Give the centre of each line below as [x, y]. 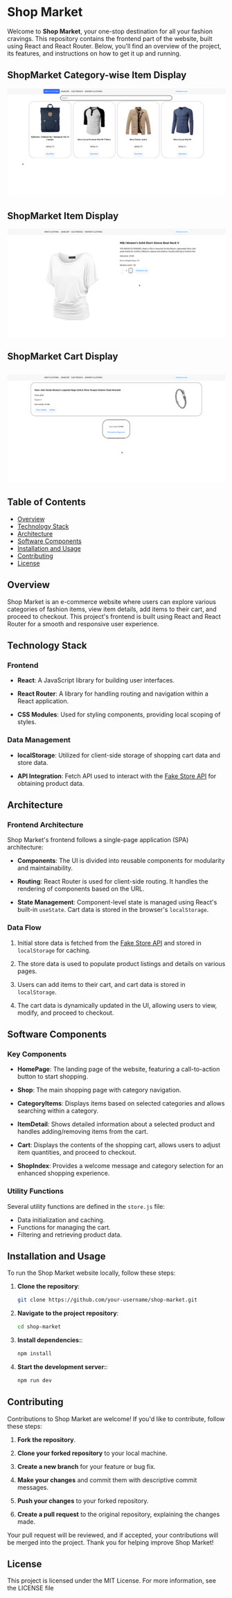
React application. [43, 701]
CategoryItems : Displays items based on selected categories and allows [121, 1103]
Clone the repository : [48, 1287]
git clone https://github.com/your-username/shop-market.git [107, 1300]
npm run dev [34, 1380]
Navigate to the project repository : [68, 1313]
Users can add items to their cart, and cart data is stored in [101, 984]
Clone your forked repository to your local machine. [92, 1453]
